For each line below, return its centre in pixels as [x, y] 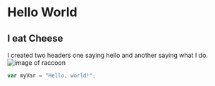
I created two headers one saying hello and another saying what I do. [107, 55]
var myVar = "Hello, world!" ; [52, 75]
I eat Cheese [35, 38]
